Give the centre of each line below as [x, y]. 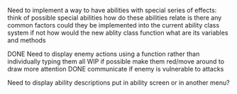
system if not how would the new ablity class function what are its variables [118, 33]
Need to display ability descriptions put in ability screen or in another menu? [118, 83]
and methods [27, 40]
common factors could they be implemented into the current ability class [114, 25]
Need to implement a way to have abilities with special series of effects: [112, 10]
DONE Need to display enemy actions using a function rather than [104, 54]
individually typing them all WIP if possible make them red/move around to [116, 61]
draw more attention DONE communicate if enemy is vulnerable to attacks [116, 69]
